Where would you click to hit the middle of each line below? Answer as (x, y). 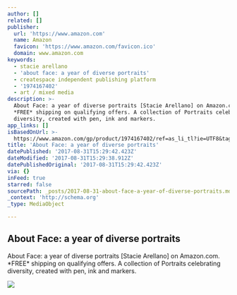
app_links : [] (28, 125)
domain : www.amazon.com (48, 54)
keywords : (22, 60)
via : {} (19, 171)
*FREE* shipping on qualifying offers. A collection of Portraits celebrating (114, 263)
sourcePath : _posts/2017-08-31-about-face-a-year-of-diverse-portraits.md (120, 191)
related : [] (25, 20)
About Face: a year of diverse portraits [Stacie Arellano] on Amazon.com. (114, 255)
